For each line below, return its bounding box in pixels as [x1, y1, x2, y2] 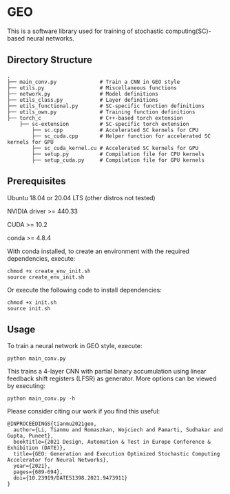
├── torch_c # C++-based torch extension [7, 114, 184, 121]
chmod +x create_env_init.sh [7, 268, 91, 275]
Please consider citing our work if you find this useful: [7, 407, 160, 416]
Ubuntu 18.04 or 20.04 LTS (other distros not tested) [7, 193, 156, 202]
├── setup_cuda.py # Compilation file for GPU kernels [32, 156, 205, 164]
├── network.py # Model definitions [7, 90, 158, 97]
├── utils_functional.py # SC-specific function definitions [7, 103, 205, 109]
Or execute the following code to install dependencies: [7, 286, 162, 294]
